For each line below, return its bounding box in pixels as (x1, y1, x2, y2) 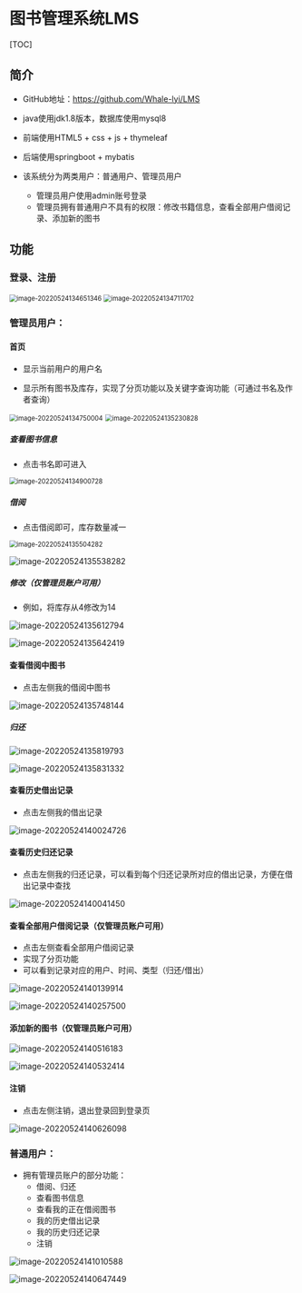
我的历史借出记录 (35, 1215, 101, 1226)
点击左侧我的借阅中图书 (22, 681, 111, 692)
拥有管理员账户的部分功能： (22, 1169, 127, 1180)
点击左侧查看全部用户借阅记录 (22, 942, 134, 953)
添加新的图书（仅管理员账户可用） (9, 1022, 137, 1033)
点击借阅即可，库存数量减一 (22, 522, 127, 532)
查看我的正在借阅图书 (35, 1203, 116, 1214)
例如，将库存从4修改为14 (22, 602, 116, 613)
